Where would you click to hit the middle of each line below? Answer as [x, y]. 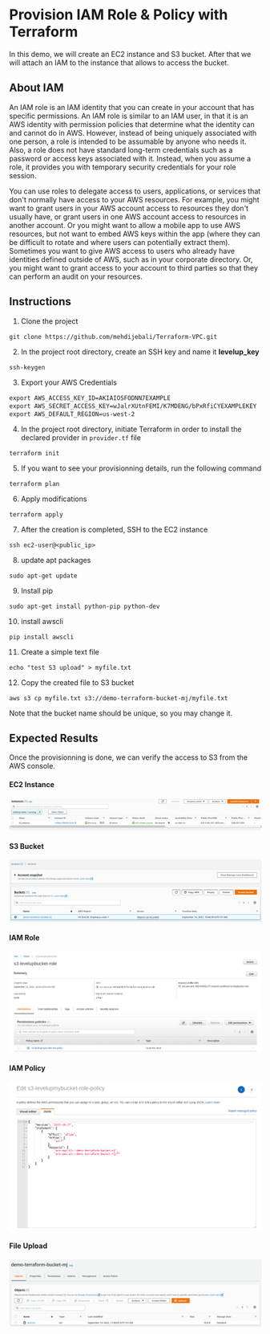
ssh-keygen [27, 367]
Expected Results [54, 738]
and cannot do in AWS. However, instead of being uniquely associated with [133, 133]
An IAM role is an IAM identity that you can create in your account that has [132, 107]
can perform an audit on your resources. [76, 276]
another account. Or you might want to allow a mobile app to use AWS [125, 225]
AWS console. [32, 766]
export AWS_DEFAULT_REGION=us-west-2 [72, 414]
